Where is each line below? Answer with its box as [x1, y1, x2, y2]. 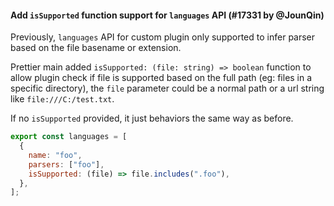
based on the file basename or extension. [10, 42, 182, 54]
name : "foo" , [28, 150, 83, 160]
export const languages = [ [10, 132, 128, 142]
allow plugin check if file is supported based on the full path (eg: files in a [10, 72, 313, 84]
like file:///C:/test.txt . [10, 93, 115, 105]
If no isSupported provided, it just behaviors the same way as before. [10, 112, 294, 125]
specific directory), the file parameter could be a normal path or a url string [10, 82, 325, 95]
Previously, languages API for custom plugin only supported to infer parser [10, 31, 316, 43]
